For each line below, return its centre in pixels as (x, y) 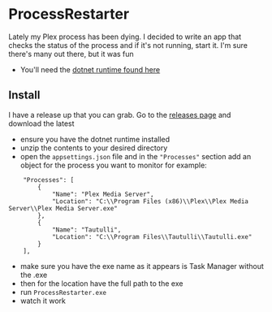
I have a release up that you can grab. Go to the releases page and (120, 115)
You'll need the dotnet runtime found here (90, 69)
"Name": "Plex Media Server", (103, 194)
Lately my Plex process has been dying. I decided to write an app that (125, 37)
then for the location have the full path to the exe (101, 283)
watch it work (43, 301)
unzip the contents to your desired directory (94, 148)
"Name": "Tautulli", (86, 230)
